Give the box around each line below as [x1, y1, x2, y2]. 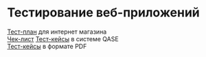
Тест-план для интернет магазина [7, 27, 107, 36]
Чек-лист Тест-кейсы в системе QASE [7, 34, 119, 43]
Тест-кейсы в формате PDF [7, 42, 87, 50]
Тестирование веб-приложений [7, 5, 201, 21]
